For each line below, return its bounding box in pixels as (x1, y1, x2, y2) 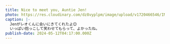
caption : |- (5, 17, 30, 22)
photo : (5, 12, 19, 17)
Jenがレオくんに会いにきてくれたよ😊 (10, 21, 77, 27)
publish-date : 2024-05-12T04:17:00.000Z (5, 31, 92, 36)
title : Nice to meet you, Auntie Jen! (5, 7, 87, 13)
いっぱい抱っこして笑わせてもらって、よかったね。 (10, 26, 100, 31)
